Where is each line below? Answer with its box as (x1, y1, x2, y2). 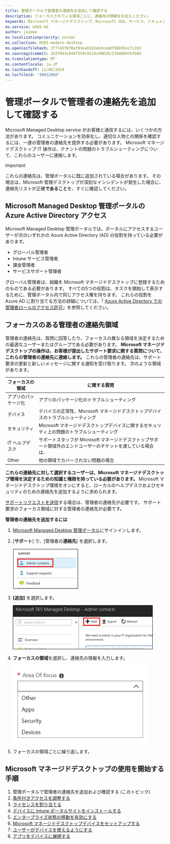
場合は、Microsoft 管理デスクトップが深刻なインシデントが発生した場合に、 (5, 179, 164, 185)
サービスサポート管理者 (12, 268, 62, 274)
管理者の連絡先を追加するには (5, 516, 67, 522)
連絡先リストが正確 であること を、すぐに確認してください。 (5, 186, 130, 192)
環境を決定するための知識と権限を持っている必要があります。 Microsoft (9, 476, 159, 482)
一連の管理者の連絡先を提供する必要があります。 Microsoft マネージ (22, 139, 164, 146)
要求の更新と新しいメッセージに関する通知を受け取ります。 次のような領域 (5, 360, 161, 366)
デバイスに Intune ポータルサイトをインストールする (12, 807, 121, 814)
